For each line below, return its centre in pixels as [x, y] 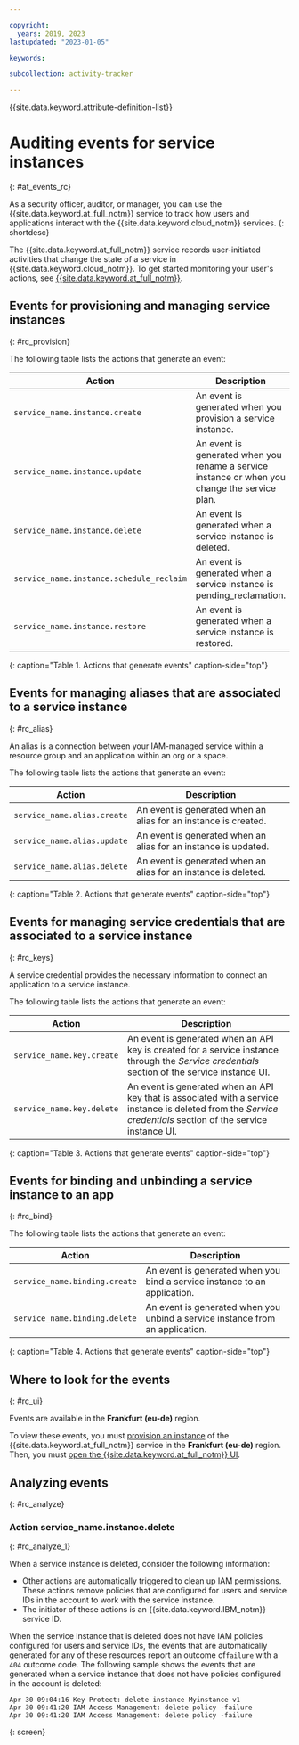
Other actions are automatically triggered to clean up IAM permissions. [152, 1581]
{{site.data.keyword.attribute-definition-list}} [91, 107]
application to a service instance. [70, 984]
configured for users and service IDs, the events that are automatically [138, 1646]
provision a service [235, 418]
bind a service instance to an [206, 1282]
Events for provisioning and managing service [140, 306]
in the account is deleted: [56, 1684]
